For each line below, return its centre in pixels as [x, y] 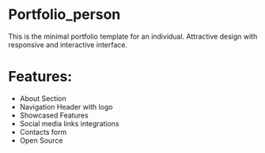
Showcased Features [54, 115]
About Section [43, 98]
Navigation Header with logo [66, 106]
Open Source [41, 140]
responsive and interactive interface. [68, 44]
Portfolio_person [64, 15]
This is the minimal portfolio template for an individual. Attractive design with [133, 36]
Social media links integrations [70, 123]
